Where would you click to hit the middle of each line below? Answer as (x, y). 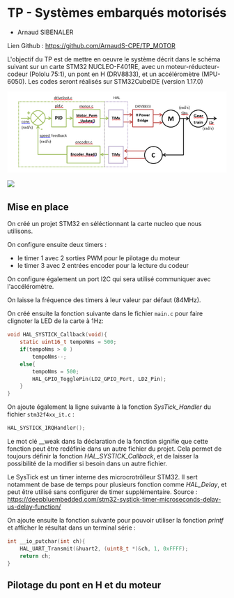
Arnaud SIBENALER (45, 32)
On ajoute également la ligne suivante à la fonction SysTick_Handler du (109, 407)
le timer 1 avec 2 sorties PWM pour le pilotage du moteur (99, 258)
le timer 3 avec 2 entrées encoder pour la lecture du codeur (103, 266)
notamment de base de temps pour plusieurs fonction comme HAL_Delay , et (117, 485)
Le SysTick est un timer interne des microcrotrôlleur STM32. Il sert (103, 477)
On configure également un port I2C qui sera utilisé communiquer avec (109, 279)
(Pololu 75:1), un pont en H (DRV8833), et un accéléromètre (114, 74)
